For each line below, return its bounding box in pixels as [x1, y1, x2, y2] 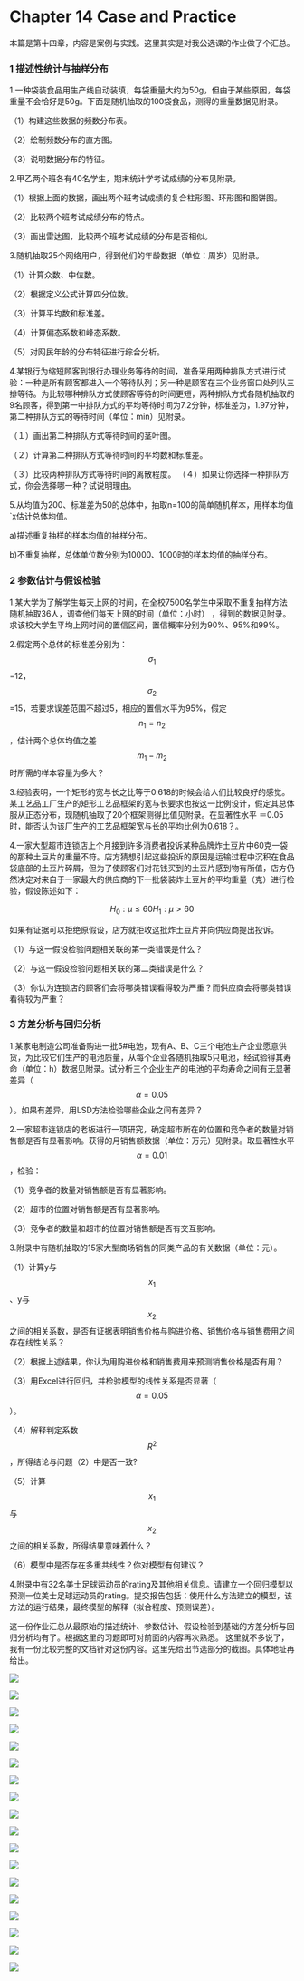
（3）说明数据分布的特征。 [9, 154, 110, 165]
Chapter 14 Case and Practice [9, 6, 237, 27]
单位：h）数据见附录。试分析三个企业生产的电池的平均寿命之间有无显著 [24, 1063, 292, 1073]
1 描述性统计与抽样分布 [9, 62, 109, 74]
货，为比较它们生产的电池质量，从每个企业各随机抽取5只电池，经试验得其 [9, 1052, 284, 1063]
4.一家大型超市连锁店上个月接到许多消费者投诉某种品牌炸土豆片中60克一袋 [9, 840, 289, 850]
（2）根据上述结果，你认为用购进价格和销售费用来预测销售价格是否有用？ [9, 1356, 284, 1367]
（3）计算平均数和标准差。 [9, 308, 110, 319]
